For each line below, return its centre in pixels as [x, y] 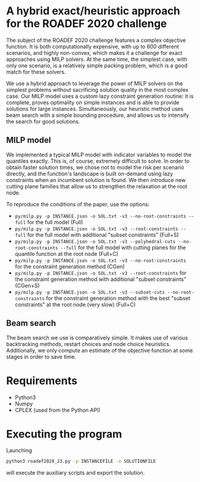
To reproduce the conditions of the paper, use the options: [78, 204]
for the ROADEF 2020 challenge [87, 24]
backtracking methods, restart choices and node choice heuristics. [89, 344]
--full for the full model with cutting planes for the [123, 247]
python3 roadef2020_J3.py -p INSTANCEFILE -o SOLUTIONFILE [81, 461]
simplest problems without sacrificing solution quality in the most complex [97, 89]
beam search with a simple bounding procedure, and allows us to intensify [98, 115]
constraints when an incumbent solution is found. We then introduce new [96, 180]
